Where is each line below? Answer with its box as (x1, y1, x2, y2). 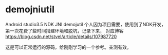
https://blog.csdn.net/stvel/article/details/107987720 (5, 33, 117, 40)
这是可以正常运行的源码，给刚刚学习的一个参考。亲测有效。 (5, 44, 132, 50)
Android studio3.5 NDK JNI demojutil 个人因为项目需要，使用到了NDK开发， (5, 21, 166, 27)
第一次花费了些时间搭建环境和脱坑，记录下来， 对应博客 (5, 27, 124, 34)
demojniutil (5, 4, 55, 15)
